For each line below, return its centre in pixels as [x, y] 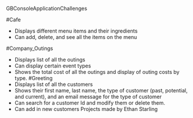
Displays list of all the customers [54, 84]
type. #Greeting [33, 78]
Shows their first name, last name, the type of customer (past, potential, [101, 90]
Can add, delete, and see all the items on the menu [76, 37]
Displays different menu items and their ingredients [76, 31]
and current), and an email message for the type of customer [88, 96]
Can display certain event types [53, 66]
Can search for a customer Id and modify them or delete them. [90, 103]
